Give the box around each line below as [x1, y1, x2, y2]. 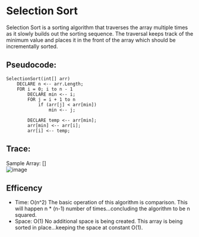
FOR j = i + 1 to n [27, 96, 76, 102]
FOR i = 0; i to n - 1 [17, 86, 73, 92]
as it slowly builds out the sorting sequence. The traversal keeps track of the [6, 30, 194, 37]
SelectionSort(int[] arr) [6, 75, 70, 81]
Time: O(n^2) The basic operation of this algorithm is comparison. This [14, 199, 188, 206]
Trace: [6, 144, 31, 154]
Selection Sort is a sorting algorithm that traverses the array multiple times [6, 24, 188, 31]
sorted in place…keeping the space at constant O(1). [14, 224, 143, 231]
